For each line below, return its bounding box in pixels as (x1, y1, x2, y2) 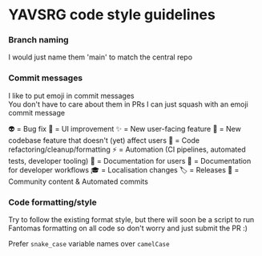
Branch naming (8, 35, 70, 46)
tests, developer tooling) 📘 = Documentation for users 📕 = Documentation (8, 156, 252, 165)
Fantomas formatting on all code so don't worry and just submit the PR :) (8, 223, 248, 234)
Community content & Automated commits (8, 177, 148, 186)
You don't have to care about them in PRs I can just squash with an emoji (8, 99, 248, 109)
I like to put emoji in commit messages (8, 91, 135, 100)
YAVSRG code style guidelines (8, 6, 216, 24)
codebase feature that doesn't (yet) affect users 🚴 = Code (8, 135, 200, 145)
